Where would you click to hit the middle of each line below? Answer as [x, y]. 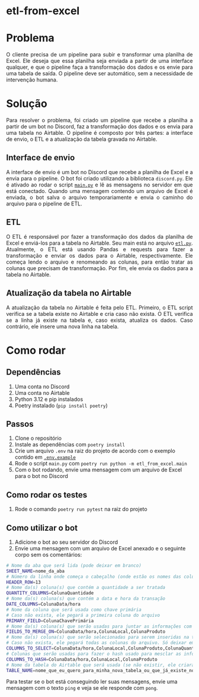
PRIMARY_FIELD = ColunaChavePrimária [50, 621]
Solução [27, 104]
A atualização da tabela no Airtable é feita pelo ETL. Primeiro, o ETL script [99, 308]
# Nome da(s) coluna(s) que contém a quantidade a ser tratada [86, 588]
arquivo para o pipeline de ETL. [44, 204]
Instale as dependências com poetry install [70, 445]
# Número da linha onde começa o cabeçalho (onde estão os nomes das [94, 576]
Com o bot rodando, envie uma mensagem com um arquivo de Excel [98, 470]
